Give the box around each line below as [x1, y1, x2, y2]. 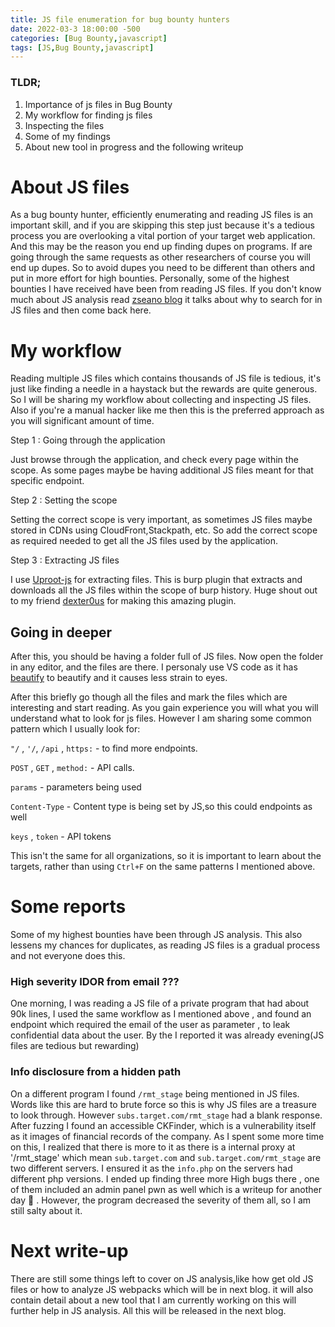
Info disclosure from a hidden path [10, 1065, 182, 1079]
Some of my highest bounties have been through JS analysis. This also [10, 929, 303, 941]
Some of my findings [24, 130, 111, 142]
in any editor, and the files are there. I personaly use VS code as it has [10, 661, 298, 673]
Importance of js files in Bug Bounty [24, 98, 173, 110]
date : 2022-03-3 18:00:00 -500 [10, 24, 141, 34]
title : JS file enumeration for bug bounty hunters [10, 14, 230, 25]
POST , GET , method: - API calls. [10, 762, 135, 774]
